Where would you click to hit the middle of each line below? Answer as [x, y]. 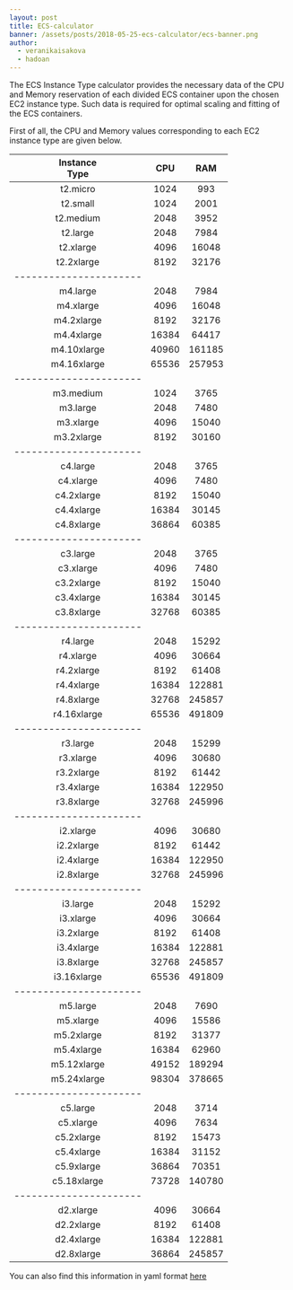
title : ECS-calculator [52, 26]
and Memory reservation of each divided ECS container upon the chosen [144, 94]
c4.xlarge [78, 481]
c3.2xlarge [78, 583]
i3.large [78, 904]
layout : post [34, 18]
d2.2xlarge [78, 1224]
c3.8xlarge [78, 612]
